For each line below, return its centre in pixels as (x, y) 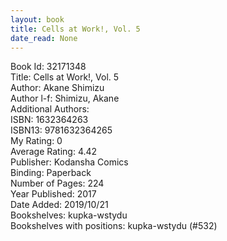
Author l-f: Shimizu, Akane (65, 98)
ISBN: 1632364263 (49, 120)
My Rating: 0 (36, 141)
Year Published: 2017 (53, 194)
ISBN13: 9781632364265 (61, 130)
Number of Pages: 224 (57, 183)
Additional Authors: (50, 109)
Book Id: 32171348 (48, 67)
